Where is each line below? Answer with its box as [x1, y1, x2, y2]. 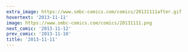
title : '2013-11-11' [6, 36, 58, 42]
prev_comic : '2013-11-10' [6, 31, 71, 37]
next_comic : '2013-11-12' [6, 25, 71, 32]
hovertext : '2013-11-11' [6, 14, 69, 20]
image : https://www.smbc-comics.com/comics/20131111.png [6, 20, 152, 26]
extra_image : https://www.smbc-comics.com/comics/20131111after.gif [6, 8, 182, 15]
